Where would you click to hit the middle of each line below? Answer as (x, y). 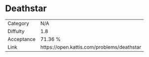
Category (18, 23)
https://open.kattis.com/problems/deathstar (91, 47)
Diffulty (16, 31)
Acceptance (22, 39)
